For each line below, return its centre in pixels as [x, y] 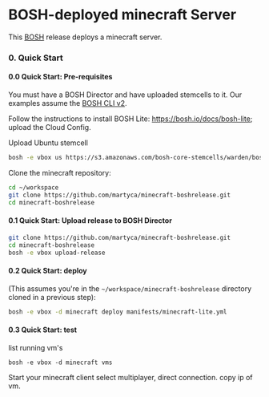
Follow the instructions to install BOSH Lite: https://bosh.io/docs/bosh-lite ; [130, 119]
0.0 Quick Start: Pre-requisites [60, 77]
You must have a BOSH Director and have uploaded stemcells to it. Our [125, 95]
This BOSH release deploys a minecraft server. [85, 37]
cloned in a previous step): [52, 297]
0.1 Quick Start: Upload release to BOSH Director [90, 221]
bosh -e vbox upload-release [57, 253]
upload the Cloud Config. [50, 128]
